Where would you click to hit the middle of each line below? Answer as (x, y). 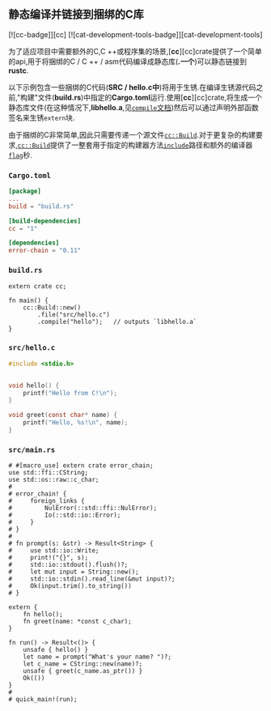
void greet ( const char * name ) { (63, 415)
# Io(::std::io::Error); (65, 515)
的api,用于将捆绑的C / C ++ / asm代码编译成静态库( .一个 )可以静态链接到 (128, 61)
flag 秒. (20, 155)
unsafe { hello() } (56, 650)
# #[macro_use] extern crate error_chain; (81, 466)
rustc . (19, 70)
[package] (25, 192)
